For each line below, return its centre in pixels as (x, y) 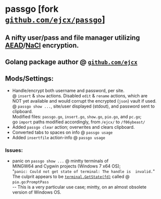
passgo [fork (32, 9)
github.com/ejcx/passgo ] (55, 19)
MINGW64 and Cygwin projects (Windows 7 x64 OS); (67, 166)
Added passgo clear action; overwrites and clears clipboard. (73, 127)
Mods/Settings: (29, 79)
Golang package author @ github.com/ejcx (71, 62)
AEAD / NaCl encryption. (42, 45)
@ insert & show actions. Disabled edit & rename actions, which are (80, 96)
